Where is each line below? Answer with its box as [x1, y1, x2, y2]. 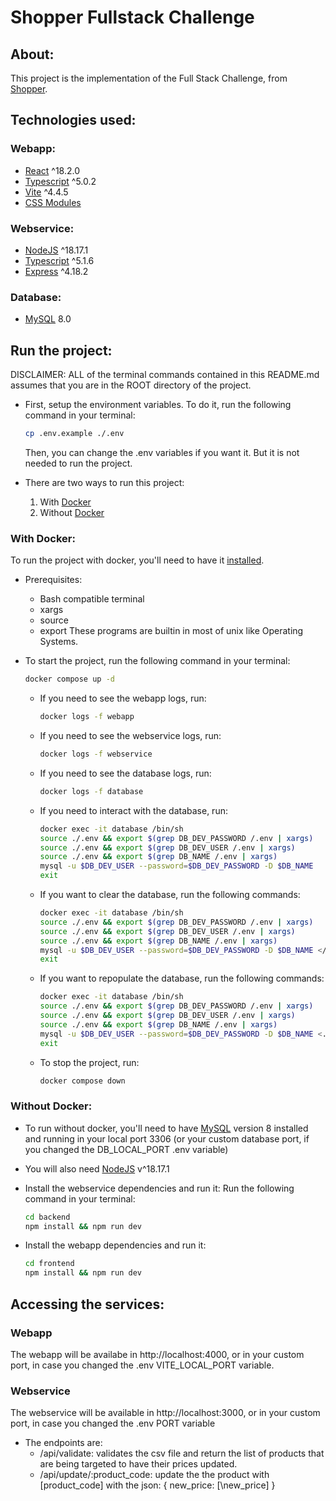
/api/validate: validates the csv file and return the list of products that [39, 1447, 325, 1460]
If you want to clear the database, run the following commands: [39, 889, 301, 901]
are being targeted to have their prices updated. [39, 1458, 238, 1470]
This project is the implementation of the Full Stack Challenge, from [10, 72, 288, 84]
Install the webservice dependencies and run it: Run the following [24, 1182, 295, 1194]
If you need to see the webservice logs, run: [39, 730, 222, 742]
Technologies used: [10, 112, 137, 129]
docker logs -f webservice [39, 749, 153, 760]
